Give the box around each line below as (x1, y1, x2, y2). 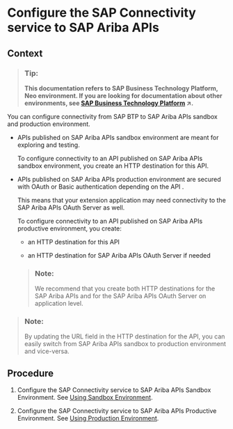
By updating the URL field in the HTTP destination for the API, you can (24, 332, 225, 341)
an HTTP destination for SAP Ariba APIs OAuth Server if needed (27, 251, 211, 259)
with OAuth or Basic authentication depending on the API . (17, 182, 184, 191)
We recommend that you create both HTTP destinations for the (34, 284, 216, 293)
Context (7, 47, 43, 59)
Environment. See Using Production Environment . (17, 414, 159, 423)
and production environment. (7, 120, 90, 128)
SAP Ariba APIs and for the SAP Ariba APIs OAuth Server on (34, 292, 207, 300)
